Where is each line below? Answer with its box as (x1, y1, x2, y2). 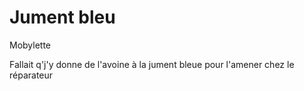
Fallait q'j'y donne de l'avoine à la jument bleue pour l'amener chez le (9, 58, 295, 70)
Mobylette (9, 39, 52, 51)
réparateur (9, 69, 54, 81)
